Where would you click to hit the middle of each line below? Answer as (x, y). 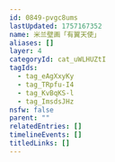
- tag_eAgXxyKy (46, 76)
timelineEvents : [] (46, 135)
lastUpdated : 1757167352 (56, 26)
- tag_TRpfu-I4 (46, 85)
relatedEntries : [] (46, 127)
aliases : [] (31, 43)
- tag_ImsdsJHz (46, 101)
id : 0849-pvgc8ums (44, 18)
